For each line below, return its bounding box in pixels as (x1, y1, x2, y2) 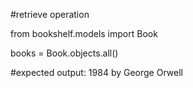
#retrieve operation (10, 9, 90, 20)
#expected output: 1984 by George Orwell (10, 67, 183, 78)
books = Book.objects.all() (10, 47, 119, 59)
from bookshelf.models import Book (10, 28, 158, 39)
